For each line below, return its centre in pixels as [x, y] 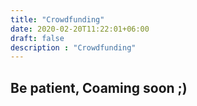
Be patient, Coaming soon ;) [99, 87]
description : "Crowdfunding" [73, 47]
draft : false [37, 38]
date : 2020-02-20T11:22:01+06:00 [80, 29]
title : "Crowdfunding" [57, 19]
